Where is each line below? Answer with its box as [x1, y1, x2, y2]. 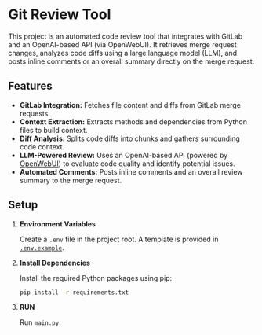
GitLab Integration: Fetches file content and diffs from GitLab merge [19, 100, 242, 109]
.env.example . [19, 242, 64, 252]
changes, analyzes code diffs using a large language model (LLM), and [8, 48, 238, 57]
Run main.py [19, 318, 60, 327]
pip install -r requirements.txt [19, 289, 129, 296]
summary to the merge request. [19, 175, 122, 185]
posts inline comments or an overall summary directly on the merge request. [8, 57, 255, 66]
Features [8, 79, 53, 93]
